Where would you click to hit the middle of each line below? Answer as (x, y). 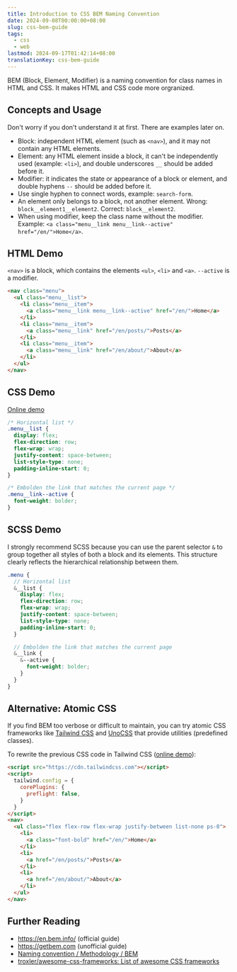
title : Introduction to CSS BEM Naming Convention (83, 14)
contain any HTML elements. (59, 148)
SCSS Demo (34, 530)
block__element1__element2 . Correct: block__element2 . (97, 208)
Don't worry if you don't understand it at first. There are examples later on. (116, 127)
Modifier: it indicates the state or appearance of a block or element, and (122, 179)
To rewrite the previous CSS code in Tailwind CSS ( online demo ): (102, 754)
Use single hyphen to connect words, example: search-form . (105, 194)
